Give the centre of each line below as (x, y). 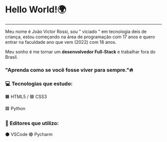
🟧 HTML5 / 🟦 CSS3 (26, 97)
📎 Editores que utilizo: (32, 124)
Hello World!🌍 (36, 10)
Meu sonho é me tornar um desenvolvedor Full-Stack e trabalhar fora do (80, 52)
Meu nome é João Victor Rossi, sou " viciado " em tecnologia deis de (76, 31)
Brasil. (12, 57)
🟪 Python (15, 109)
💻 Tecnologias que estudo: (39, 84)
